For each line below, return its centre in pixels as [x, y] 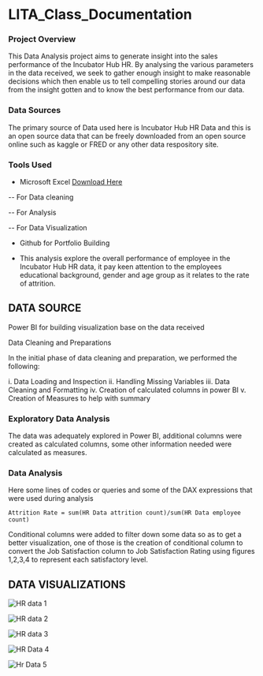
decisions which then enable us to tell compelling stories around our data [127, 81]
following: [24, 366]
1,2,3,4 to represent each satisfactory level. [78, 560]
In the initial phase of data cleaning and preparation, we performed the [123, 357]
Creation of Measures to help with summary [80, 398]
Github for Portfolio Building [65, 243]
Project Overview [42, 39]
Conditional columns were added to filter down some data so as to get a [125, 535]
